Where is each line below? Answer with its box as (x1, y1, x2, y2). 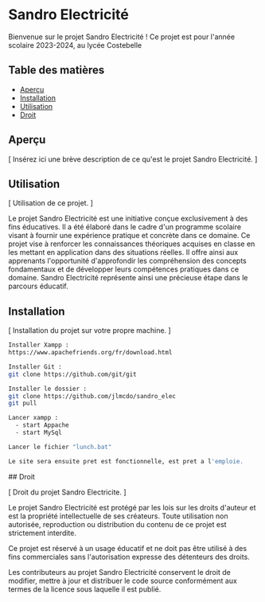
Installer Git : (8, 362, 62, 371)
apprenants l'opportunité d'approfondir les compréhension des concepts (8, 256, 247, 266)
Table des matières (8, 64, 105, 77)
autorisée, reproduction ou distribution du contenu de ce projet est (8, 519, 227, 529)
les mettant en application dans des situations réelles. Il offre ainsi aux (8, 248, 239, 257)
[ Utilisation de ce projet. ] (8, 198, 94, 208)
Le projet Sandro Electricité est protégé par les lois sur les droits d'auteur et (8, 502, 256, 512)
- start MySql (15, 428, 62, 437)
